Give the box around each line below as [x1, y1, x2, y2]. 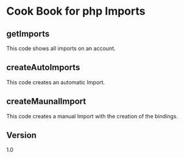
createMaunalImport [6, 96, 87, 107]
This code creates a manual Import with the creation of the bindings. [6, 112, 179, 120]
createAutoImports [6, 62, 80, 73]
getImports [6, 29, 50, 39]
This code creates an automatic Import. [6, 78, 105, 86]
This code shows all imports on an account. [6, 45, 116, 52]
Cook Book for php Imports [6, 4, 146, 18]
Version [6, 130, 37, 141]
